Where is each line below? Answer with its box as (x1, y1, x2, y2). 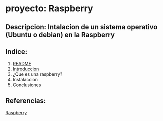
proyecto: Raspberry (5, 3, 94, 14)
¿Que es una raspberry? (12, 71, 63, 77)
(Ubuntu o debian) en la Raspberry (5, 30, 115, 39)
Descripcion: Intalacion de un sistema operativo (5, 23, 158, 31)
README (12, 61, 32, 67)
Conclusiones (12, 82, 41, 88)
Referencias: (5, 96, 46, 105)
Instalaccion (12, 77, 38, 83)
